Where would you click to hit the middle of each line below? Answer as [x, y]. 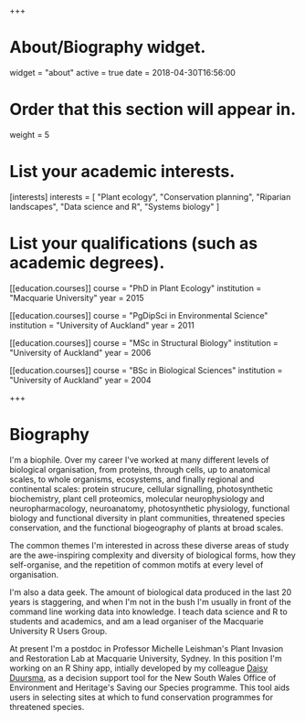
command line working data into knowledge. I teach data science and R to [148, 611]
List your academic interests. [122, 172]
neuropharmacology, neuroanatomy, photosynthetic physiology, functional [150, 508]
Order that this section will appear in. [153, 110]
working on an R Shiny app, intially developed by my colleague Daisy [139, 668]
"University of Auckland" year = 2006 [80, 352]
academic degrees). [87, 263]
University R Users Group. [58, 631]
